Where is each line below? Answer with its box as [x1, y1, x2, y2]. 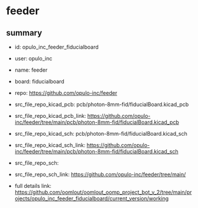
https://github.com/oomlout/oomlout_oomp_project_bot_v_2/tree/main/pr [14, 188, 192, 196]
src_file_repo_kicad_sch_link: [14, 142, 86, 149]
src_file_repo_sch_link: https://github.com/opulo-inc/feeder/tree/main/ [14, 171, 186, 178]
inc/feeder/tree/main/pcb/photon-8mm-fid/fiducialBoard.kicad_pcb [14, 119, 179, 126]
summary [6, 28, 43, 38]
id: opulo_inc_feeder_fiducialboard [14, 43, 99, 50]
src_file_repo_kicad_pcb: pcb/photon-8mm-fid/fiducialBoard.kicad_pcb [14, 101, 189, 108]
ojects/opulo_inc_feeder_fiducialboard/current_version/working [14, 195, 169, 202]
